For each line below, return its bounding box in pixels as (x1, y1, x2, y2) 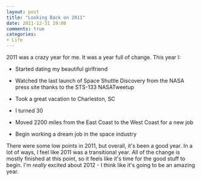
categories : (6, 31, 36, 38)
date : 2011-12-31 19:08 (6, 20, 67, 26)
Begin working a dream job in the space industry (15, 131, 137, 137)
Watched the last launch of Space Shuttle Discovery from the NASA (15, 77, 185, 84)
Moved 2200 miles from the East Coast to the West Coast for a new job (15, 119, 194, 126)
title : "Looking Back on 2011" (6, 15, 86, 21)
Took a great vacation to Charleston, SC (15, 95, 115, 102)
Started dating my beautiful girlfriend (15, 65, 108, 73)
